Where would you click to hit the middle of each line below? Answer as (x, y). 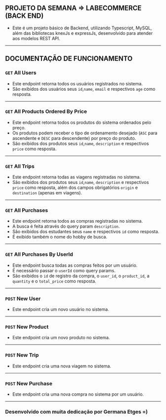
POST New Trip (22, 355)
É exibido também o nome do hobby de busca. (60, 237)
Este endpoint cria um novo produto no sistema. (61, 338)
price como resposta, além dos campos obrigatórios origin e (75, 187)
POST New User (23, 299)
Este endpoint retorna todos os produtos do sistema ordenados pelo (82, 122)
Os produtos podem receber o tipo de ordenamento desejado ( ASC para (85, 133)
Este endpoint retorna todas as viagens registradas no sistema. (76, 177)
